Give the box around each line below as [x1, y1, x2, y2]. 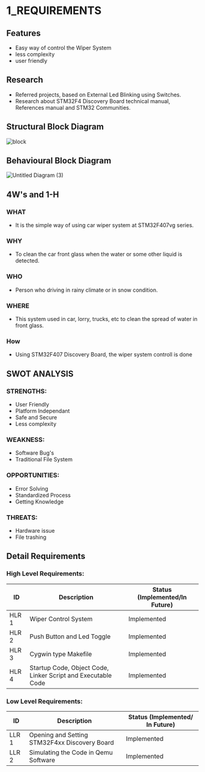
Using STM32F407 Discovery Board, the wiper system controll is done [15, 351, 193, 358]
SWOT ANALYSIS [6, 369, 74, 379]
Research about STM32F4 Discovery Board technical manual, [15, 97, 171, 104]
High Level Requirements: [6, 569, 84, 578]
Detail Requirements [6, 551, 85, 561]
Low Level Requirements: [6, 697, 83, 705]
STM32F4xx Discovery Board [29, 738, 114, 746]
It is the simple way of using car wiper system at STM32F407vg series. [15, 222, 194, 229]
